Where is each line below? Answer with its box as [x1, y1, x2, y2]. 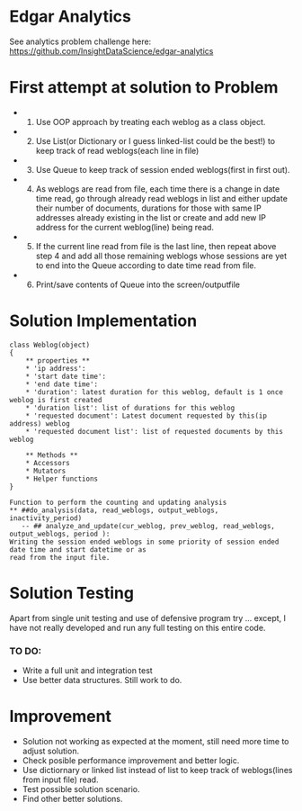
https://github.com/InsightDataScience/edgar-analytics [9, 45, 214, 56]
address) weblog [9, 419, 70, 428]
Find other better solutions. [22, 793, 123, 804]
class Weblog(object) [9, 340, 91, 349]
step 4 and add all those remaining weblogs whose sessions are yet [35, 250, 288, 261]
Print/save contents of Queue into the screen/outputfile [35, 279, 241, 290]
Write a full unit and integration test [22, 665, 153, 676]
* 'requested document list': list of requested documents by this [25, 427, 283, 436]
